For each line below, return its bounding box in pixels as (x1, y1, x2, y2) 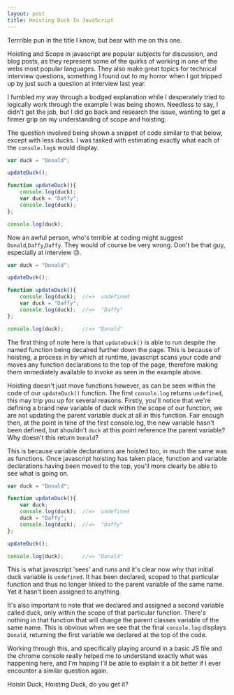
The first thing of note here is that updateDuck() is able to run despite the (7, 338, 217, 346)
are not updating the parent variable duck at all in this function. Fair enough (7, 411, 224, 419)
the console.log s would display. (7, 143, 99, 152)
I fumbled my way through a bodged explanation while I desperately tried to (7, 92, 225, 101)
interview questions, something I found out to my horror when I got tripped (7, 71, 222, 80)
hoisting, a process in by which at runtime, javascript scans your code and (7, 353, 221, 361)
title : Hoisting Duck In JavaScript (7, 17, 114, 24)
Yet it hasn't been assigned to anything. (7, 587, 122, 596)
